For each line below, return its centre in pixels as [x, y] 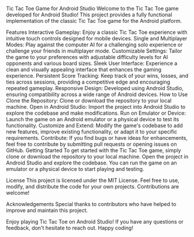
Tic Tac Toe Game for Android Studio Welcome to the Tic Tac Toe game [93, 8]
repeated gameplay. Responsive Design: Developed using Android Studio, [95, 88]
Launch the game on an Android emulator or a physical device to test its [93, 119]
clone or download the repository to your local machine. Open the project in [97, 157]
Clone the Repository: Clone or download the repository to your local [89, 101]
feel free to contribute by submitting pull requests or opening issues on [91, 144]
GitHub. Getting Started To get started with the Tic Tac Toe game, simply [93, 150]
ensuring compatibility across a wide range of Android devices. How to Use [97, 94]
